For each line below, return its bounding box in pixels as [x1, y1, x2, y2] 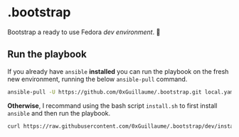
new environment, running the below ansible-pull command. [7, 75, 188, 83]
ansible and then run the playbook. [7, 109, 111, 117]
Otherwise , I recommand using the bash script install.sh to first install [7, 101, 218, 110]
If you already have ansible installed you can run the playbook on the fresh [7, 67, 229, 75]
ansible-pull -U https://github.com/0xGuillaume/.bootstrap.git [7, 88, 202, 96]
